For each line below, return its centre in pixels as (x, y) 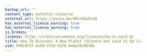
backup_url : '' (21, 9)
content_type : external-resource (39, 14)
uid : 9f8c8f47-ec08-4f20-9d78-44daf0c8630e (50, 46)
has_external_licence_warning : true (42, 23)
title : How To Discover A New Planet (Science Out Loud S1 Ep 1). (74, 41)
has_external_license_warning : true (42, 28)
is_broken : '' (20, 32)
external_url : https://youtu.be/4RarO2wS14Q (51, 19)
